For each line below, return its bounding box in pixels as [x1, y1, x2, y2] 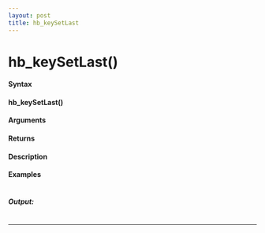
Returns [8, 133, 35, 143]
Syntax [8, 80, 32, 89]
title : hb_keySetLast [8, 19, 80, 27]
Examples [8, 170, 42, 179]
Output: [8, 197, 35, 206]
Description [8, 152, 48, 161]
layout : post [8, 11, 51, 20]
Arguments [8, 115, 47, 125]
